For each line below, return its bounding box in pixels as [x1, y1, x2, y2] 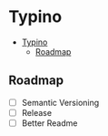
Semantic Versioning [21, 97, 100, 108]
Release [21, 107, 52, 118]
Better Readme [21, 117, 78, 129]
